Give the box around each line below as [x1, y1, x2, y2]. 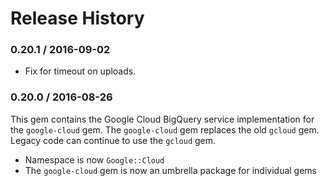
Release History [10, 7, 145, 30]
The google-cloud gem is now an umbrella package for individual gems [24, 164, 317, 176]
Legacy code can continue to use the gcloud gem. [10, 134, 217, 146]
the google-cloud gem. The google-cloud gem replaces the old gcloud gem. [10, 123, 320, 136]
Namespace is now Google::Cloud [24, 153, 165, 166]
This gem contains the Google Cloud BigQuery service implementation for [10, 113, 315, 125]
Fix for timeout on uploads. [24, 65, 137, 77]
